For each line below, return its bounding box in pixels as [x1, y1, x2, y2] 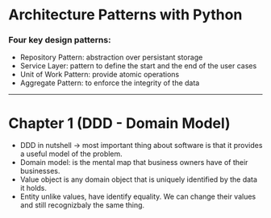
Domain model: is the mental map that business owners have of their [19, 158, 248, 167]
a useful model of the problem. [19, 149, 123, 158]
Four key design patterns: [8, 35, 111, 46]
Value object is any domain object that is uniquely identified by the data [19, 175, 258, 184]
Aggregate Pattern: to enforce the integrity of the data [19, 78, 200, 88]
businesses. [19, 167, 60, 176]
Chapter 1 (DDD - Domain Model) [8, 114, 231, 132]
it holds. [19, 183, 47, 193]
